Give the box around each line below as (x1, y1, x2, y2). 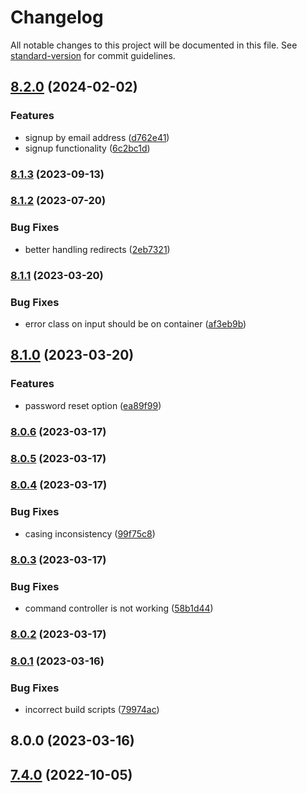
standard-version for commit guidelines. (10, 49, 176, 61)
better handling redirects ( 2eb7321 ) (24, 243, 171, 255)
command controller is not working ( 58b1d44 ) (24, 602, 214, 614)
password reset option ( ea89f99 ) (24, 399, 162, 411)
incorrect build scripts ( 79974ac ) (24, 704, 160, 716)
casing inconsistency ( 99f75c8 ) (24, 527, 156, 540)
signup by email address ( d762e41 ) (24, 131, 170, 143)
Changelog (10, 6, 104, 29)
